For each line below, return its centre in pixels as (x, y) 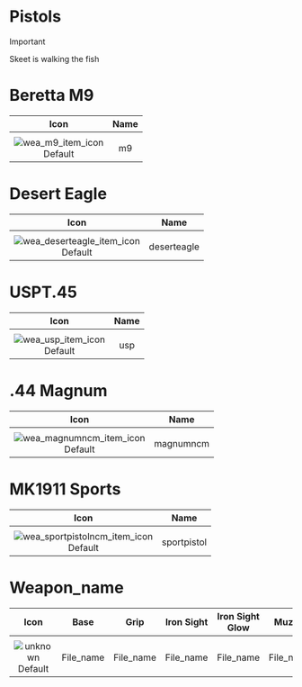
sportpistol (184, 542)
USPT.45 (44, 292)
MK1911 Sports (65, 489)
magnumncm (182, 443)
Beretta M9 (52, 95)
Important (27, 41)
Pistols (35, 17)
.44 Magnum (58, 390)
